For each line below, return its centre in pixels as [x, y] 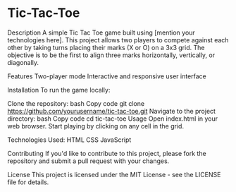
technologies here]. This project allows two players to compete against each [118, 40]
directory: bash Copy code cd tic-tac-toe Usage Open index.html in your [113, 119]
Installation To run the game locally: [59, 90]
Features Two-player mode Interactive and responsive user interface [107, 76]
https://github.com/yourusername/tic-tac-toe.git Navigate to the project [112, 111]
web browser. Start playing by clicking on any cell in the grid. [96, 126]
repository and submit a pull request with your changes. [88, 161]
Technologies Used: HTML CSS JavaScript [69, 140]
